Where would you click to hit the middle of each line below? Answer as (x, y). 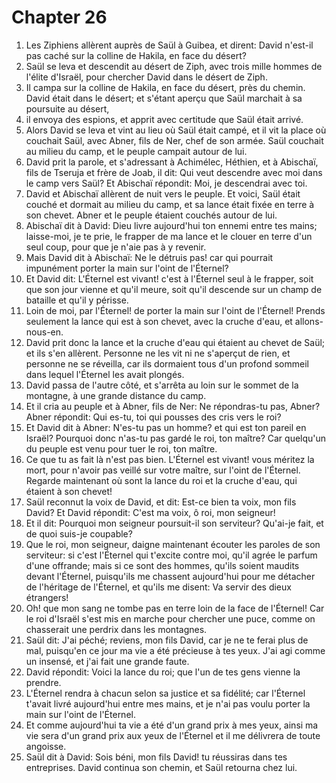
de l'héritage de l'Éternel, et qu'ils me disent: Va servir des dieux (158, 587)
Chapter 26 (59, 17)
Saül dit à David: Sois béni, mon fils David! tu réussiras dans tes (156, 757)
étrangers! (47, 597)
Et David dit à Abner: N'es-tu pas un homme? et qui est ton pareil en (166, 427)
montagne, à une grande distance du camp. (116, 395)
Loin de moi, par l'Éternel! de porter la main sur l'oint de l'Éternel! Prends (175, 310)
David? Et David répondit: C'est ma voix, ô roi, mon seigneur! (150, 512)
